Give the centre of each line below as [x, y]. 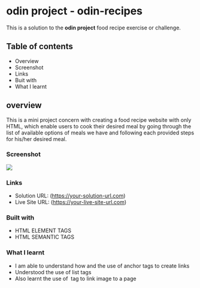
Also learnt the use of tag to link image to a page [75, 278]
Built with [20, 218]
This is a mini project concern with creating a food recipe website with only [99, 120]
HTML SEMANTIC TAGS [45, 237]
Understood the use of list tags [53, 272]
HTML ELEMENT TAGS [43, 231]
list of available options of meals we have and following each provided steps [100, 133]
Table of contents [40, 46]
